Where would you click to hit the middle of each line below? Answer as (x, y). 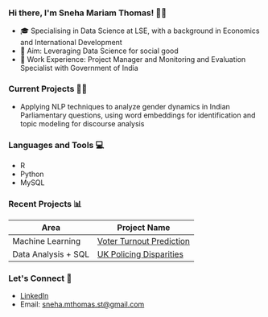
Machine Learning (47, 241)
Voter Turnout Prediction (144, 241)
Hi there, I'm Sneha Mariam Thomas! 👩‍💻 (88, 13)
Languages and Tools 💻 (56, 145)
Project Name (144, 228)
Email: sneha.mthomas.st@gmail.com (82, 304)
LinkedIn (34, 296)
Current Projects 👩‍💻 (48, 89)
